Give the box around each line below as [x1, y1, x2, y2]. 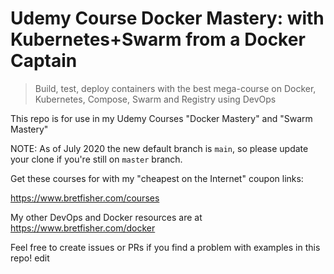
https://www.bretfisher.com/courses [10, 192, 160, 204]
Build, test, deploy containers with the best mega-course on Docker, [34, 82, 317, 94]
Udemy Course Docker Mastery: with [10, 7, 325, 30]
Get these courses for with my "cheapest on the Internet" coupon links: [10, 172, 304, 184]
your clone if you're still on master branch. [10, 153, 183, 165]
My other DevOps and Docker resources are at [10, 211, 203, 223]
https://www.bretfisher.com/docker [10, 222, 156, 234]
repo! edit [10, 252, 50, 264]
